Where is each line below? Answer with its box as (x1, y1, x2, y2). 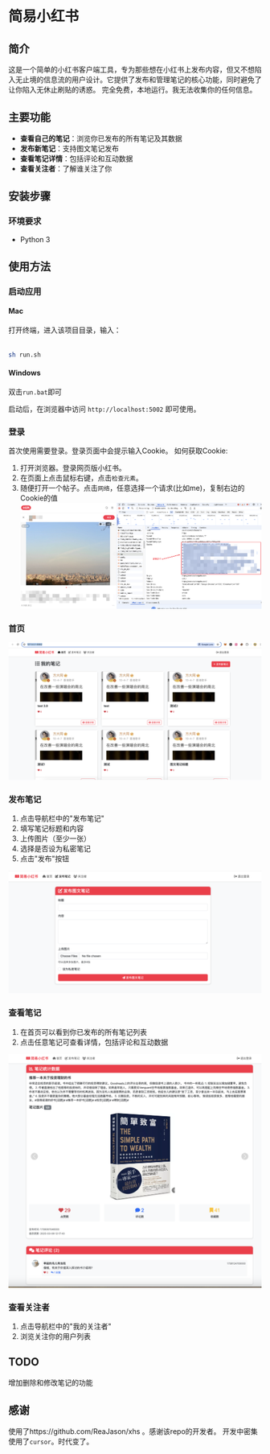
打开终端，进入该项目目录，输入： (8, 325, 121, 335)
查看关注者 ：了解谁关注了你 (19, 163, 112, 173)
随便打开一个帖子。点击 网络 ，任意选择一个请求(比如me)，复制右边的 (19, 484, 245, 493)
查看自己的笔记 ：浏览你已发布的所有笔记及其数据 (19, 134, 182, 143)
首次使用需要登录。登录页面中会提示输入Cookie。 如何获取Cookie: (8, 446, 228, 455)
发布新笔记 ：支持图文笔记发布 (19, 143, 119, 153)
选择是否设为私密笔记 (19, 844, 91, 854)
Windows (8, 368, 41, 378)
